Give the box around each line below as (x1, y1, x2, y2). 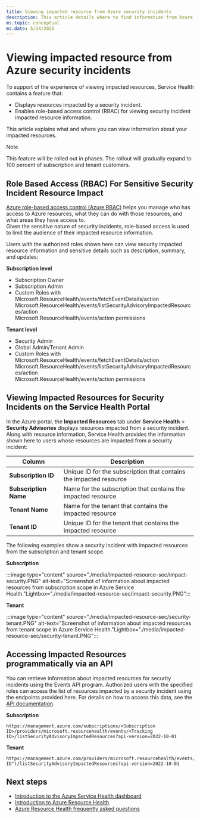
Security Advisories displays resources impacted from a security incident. (6, 424, 190, 431)
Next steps (6, 777, 48, 787)
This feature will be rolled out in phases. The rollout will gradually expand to (6, 155, 192, 162)
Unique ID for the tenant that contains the (63, 519, 179, 527)
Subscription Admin (14, 283, 64, 290)
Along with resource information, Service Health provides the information (6, 430, 186, 438)
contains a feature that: (6, 90, 64, 97)
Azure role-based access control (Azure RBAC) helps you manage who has (6, 204, 190, 210)
